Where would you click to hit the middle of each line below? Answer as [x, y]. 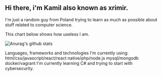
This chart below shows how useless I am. [47, 34]
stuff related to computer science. [39, 25]
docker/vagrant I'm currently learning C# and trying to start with [69, 63]
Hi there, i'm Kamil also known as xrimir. [67, 8]
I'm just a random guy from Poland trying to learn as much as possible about [81, 19]
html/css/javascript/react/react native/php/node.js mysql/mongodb [72, 58]
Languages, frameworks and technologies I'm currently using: [67, 53]
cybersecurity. [19, 68]
